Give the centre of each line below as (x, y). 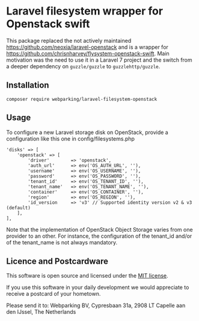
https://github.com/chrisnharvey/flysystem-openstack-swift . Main (88, 53)
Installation (28, 85)
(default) (19, 208)
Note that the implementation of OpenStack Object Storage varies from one (100, 229)
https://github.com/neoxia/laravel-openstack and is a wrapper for (87, 47)
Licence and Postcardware (57, 261)
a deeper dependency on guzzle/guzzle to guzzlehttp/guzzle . (83, 66)
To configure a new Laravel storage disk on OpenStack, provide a (87, 132)
